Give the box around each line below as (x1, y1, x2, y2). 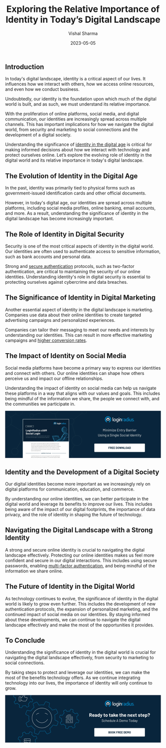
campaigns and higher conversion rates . (5, 337, 87, 343)
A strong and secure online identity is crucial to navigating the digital (5, 547, 145, 553)
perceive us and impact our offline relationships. (5, 375, 104, 381)
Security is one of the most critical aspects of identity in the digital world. (5, 243, 154, 249)
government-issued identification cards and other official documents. (5, 190, 147, 196)
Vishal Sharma (68, 30, 98, 36)
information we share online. (5, 568, 63, 574)
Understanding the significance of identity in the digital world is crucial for (5, 649, 156, 655)
